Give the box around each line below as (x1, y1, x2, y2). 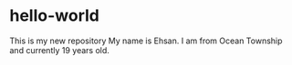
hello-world (9, 5, 100, 26)
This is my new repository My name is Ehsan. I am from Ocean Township (9, 35, 283, 46)
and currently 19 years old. (9, 44, 109, 55)
